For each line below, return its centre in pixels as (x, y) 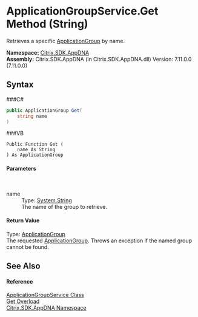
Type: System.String (47, 200)
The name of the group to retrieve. (64, 206)
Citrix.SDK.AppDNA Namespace (46, 308)
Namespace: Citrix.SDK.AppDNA (48, 52)
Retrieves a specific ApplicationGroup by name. (66, 41)
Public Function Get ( (35, 145)
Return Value (23, 220)
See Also (23, 266)
